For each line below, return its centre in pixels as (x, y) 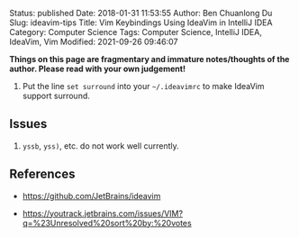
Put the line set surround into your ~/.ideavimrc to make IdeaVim (143, 86)
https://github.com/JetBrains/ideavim (91, 196)
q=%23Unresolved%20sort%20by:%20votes (107, 223)
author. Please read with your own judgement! (98, 68)
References (42, 174)
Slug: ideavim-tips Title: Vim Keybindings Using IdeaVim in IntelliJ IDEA (141, 23)
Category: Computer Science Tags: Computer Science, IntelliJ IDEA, (136, 32)
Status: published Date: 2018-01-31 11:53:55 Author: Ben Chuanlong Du (141, 13)
